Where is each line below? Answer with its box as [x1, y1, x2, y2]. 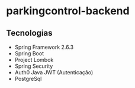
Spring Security [14, 62, 53, 70]
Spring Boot [14, 50, 44, 57]
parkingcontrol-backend [6, 4, 130, 18]
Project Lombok [14, 56, 54, 63]
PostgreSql [14, 76, 42, 82]
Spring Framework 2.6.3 [14, 43, 74, 51]
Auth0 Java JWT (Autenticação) [14, 69, 94, 76]
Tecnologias [6, 28, 53, 38]
